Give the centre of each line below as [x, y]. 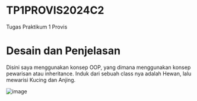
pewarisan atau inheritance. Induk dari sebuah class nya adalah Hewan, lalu [99, 73]
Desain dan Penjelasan [63, 51]
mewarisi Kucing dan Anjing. [41, 80]
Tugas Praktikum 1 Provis [37, 27]
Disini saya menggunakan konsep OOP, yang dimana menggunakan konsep [99, 67]
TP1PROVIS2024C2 [55, 10]
